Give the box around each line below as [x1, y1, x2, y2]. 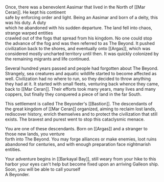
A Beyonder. [5, 172, 30, 177]
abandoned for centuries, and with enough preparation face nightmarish [5, 142, 151, 147]
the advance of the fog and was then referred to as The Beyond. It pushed [5, 40, 155, 46]
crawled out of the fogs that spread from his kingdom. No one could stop [5, 35, 153, 41]
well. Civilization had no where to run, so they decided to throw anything [5, 76, 151, 81]
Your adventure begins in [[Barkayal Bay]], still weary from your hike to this [5, 156, 157, 162]
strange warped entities [5, 30, 53, 36]
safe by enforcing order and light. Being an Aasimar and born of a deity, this [5, 15, 158, 20]
